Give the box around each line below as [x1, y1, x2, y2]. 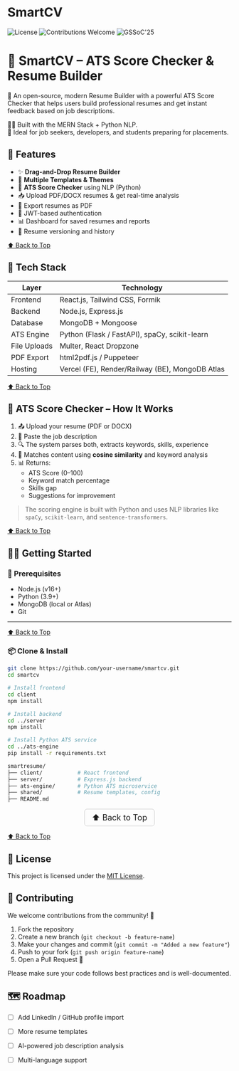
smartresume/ [7, 762, 46, 769]
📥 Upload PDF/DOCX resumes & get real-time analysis [17, 191, 179, 199]
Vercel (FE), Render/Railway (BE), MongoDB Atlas [59, 364, 225, 374]
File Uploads [11, 341, 53, 351]
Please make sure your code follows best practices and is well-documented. [7, 969, 231, 977]
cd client [7, 691, 37, 698]
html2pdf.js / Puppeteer [59, 352, 139, 362]
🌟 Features [7, 149, 56, 161]
